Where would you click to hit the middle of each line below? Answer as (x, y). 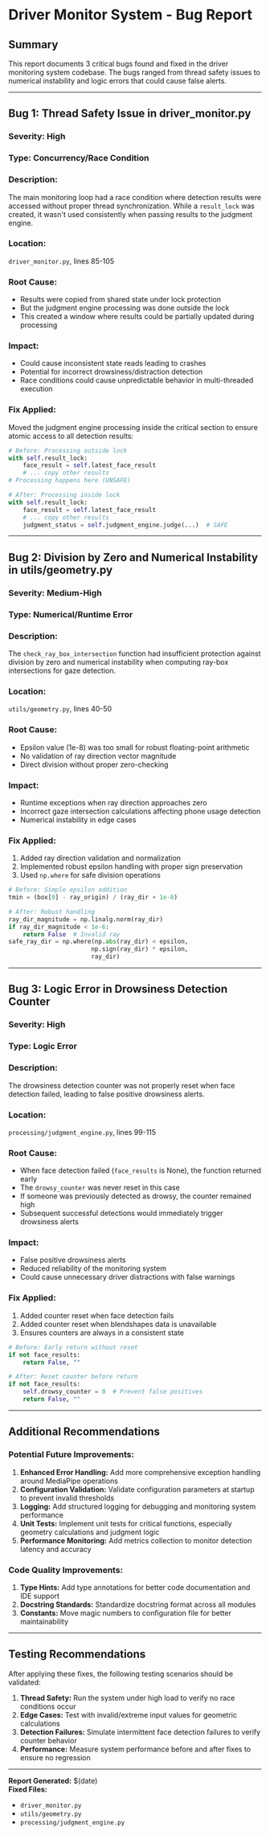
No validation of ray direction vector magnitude (98, 756)
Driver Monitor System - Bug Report (131, 15)
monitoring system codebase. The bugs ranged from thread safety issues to (135, 72)
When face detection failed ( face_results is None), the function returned (141, 1170)
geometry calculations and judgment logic (90, 1532)
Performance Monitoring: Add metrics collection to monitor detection (136, 1540)
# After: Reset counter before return (73, 1377)
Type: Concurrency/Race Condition (79, 158)
